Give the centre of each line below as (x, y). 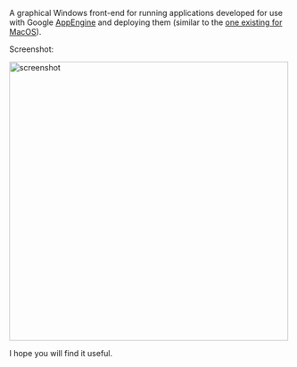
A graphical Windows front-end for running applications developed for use (146, 13)
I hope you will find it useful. (61, 353)
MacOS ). (25, 32)
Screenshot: (32, 49)
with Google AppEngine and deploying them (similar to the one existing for (146, 22)
